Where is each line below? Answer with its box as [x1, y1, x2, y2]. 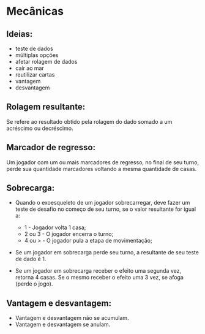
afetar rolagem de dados [15, 58, 78, 65]
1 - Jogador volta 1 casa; [24, 224, 86, 231]
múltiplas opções [15, 51, 59, 59]
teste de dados [15, 45, 53, 52]
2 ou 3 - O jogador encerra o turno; [24, 230, 114, 238]
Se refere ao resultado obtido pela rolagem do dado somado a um [6, 118, 173, 125]
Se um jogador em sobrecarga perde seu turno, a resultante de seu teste [15, 249, 199, 256]
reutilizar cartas [15, 71, 55, 78]
